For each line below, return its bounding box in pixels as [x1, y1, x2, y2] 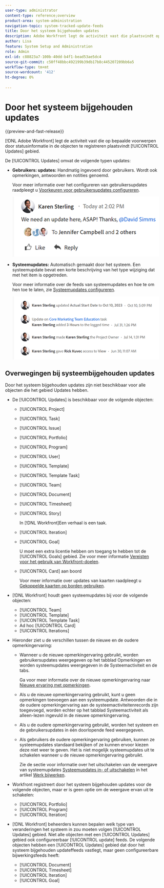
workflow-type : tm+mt [5, 65, 49, 69]
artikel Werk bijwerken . [19, 772, 66, 778]
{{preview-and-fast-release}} [5, 128, 64, 134]
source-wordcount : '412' [5, 70, 56, 75]
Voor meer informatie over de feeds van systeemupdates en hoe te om [12, 281, 155, 287]
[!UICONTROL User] [19, 454, 60, 460]
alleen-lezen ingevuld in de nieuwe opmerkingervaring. [19, 712, 131, 718]
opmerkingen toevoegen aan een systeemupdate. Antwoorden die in [19, 697, 158, 703]
